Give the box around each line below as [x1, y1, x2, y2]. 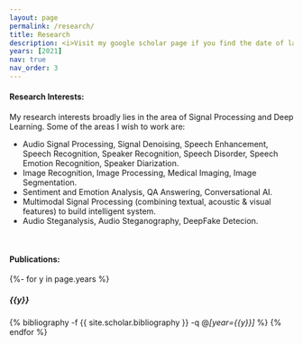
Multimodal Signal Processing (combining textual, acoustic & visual [22, 196, 271, 208]
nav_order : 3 [9, 64, 59, 73]
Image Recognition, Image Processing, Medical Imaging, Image [22, 168, 257, 179]
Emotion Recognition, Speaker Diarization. [22, 158, 179, 169]
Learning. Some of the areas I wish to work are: [9, 121, 186, 132]
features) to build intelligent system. [22, 206, 156, 217]
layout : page [9, 13, 59, 23]
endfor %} [9, 327, 48, 338]
